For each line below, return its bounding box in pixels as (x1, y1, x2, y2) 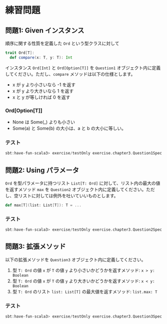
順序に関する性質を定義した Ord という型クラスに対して (5, 41, 119, 46)
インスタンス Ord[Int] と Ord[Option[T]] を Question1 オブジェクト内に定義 (5, 65, 161, 71)
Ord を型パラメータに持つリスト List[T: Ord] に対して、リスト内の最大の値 (5, 180, 160, 186)
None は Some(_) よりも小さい (12, 119, 75, 125)
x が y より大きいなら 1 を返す (12, 88, 74, 94)
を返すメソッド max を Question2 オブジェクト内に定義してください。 (5, 187, 146, 193)
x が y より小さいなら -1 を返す (12, 81, 76, 88)
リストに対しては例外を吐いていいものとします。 (18, 193, 118, 199)
